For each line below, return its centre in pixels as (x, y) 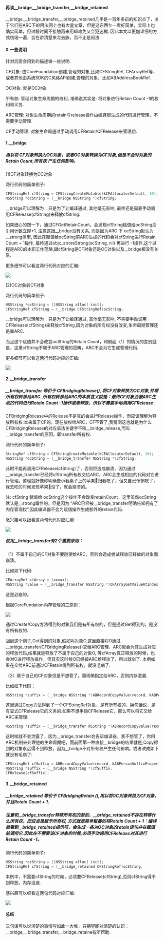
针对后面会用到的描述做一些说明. (38, 61)
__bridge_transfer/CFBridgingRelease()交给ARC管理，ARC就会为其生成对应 (81, 647)
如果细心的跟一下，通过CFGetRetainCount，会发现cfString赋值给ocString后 (81, 225)
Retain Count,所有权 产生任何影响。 (42, 161)
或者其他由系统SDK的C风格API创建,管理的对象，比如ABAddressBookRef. (78, 78)
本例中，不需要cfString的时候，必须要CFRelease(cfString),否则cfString (76, 877)
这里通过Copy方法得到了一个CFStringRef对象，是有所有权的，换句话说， (78, 705)
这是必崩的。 (18, 594)
